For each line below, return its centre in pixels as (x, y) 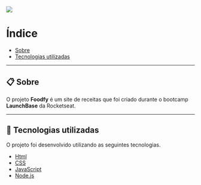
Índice (22, 34)
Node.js (25, 175)
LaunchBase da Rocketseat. (41, 106)
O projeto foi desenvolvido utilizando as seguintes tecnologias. (83, 145)
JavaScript (28, 169)
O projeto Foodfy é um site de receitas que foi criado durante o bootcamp (97, 99)
